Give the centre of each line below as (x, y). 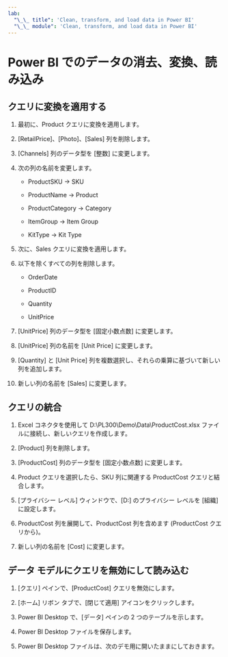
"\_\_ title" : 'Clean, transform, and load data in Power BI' (104, 20)
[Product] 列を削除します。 (56, 448)
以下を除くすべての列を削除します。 (68, 264)
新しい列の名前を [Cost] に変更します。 (73, 547)
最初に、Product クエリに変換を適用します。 (80, 125)
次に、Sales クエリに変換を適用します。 (74, 249)
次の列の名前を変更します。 (56, 168)
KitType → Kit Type (55, 235)
